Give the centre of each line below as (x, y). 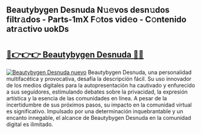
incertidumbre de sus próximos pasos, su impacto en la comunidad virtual (99, 105)
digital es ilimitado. (30, 124)
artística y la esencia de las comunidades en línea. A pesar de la (87, 98)
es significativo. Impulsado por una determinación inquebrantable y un (95, 111)
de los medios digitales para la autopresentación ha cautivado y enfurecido (101, 85)
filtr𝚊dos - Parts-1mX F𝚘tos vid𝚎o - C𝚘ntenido (97, 20)
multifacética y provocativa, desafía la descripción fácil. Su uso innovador (99, 79)
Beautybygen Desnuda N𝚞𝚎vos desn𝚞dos (88, 10)
